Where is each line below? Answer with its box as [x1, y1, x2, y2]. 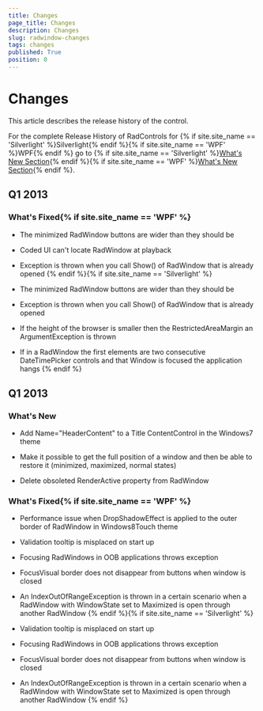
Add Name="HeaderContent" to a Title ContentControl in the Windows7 [19, 428, 254, 438]
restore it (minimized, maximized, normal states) [19, 461, 177, 470]
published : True [8, 48, 62, 56]
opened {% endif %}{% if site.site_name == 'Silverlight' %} [19, 268, 212, 278]
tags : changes [8, 41, 55, 49]
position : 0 [8, 56, 47, 64]
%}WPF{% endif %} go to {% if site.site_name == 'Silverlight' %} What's [8, 148, 242, 158]
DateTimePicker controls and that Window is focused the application [19, 355, 242, 365]
